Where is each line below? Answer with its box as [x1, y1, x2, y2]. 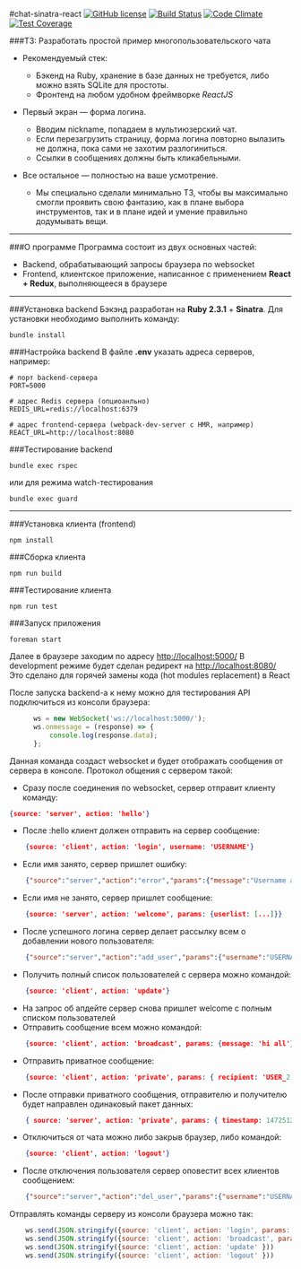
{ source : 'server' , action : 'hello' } [9, 809, 150, 818]
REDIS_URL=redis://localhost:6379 [9, 404, 139, 413]
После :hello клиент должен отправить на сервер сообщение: [21, 825, 260, 836]
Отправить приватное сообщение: [21, 1055, 155, 1066]
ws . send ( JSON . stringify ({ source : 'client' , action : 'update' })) [25, 1242, 275, 1251]
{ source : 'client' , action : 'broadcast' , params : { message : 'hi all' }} [25, 1039, 298, 1048]
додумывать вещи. [35, 216, 109, 226]
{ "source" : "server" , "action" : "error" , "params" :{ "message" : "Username [25, 876, 287, 885]
